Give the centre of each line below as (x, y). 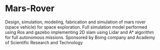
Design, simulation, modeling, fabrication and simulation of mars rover (76, 22)
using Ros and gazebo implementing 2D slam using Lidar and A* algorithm (80, 32)
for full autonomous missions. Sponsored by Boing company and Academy (80, 37)
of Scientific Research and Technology (44, 42)
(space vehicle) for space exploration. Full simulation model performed (76, 27)
